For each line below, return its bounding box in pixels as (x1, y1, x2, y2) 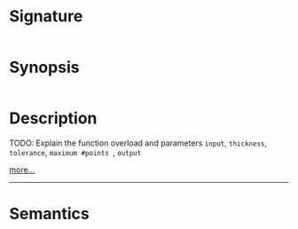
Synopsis (9, 58, 80, 77)
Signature (9, 6, 83, 27)
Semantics (9, 204, 90, 224)
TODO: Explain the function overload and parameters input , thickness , (9, 138, 268, 148)
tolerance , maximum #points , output (9, 146, 142, 157)
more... (9, 164, 35, 175)
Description (9, 108, 98, 129)
